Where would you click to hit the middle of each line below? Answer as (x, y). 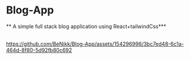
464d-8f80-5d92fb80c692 (39, 50)
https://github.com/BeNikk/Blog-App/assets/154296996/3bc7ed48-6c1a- (95, 44)
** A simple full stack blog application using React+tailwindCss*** (86, 26)
